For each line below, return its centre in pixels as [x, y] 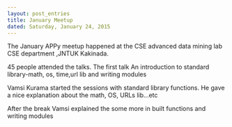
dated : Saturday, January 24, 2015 [59, 26]
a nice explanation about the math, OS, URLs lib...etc [83, 95]
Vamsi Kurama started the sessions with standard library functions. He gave [116, 88]
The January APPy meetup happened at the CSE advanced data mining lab [115, 46]
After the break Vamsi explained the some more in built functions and [107, 109]
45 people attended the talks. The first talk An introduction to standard [108, 67]
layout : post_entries [39, 14]
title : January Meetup [40, 20]
